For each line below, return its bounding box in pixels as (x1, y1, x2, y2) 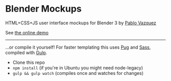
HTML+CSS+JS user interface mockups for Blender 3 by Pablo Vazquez (5, 20, 157, 26)
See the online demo (5, 29, 49, 35)
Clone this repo (12, 59, 45, 65)
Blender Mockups (5, 3, 82, 15)
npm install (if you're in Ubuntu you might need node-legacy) (12, 64, 144, 71)
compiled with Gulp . (5, 49, 47, 56)
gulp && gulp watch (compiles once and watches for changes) (12, 70, 144, 76)
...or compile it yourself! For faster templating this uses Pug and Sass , (5, 44, 151, 50)
